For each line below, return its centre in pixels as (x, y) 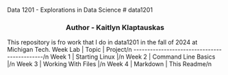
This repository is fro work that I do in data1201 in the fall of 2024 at (102, 42)
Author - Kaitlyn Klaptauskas (115, 27)
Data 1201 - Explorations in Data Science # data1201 (80, 10)
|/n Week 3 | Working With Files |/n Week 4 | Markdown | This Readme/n (110, 64)
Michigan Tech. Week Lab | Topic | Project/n (69, 50)
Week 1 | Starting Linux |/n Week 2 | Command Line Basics (133, 57)
